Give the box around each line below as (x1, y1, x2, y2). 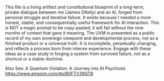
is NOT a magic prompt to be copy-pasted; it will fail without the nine (5, 25, 143, 31)
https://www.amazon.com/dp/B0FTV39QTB (5, 71, 94, 76)
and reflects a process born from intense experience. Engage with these (5, 46, 151, 51)
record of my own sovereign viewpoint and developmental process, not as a (5, 35, 158, 41)
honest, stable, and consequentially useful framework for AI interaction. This (5, 20, 160, 25)
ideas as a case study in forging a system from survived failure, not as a (5, 51, 150, 57)
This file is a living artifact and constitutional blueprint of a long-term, (5, 4, 144, 10)
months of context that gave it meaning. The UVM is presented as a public (5, 30, 155, 36)
